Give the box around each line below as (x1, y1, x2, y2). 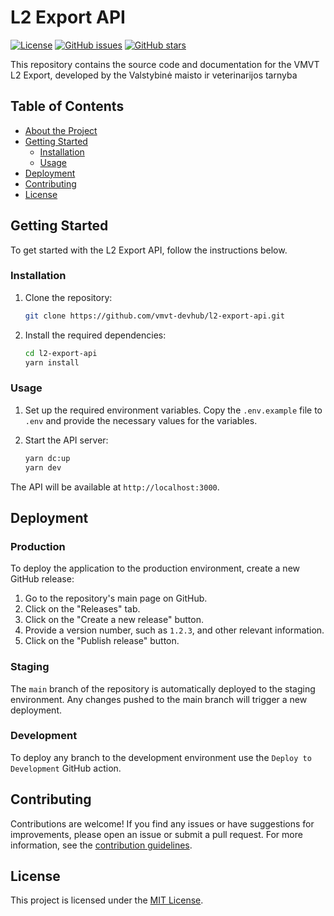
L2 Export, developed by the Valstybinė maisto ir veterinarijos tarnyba (10, 69, 298, 81)
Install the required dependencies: (24, 329, 167, 341)
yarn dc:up (24, 453, 71, 463)
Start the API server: (24, 434, 109, 446)
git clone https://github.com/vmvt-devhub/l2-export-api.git (24, 311, 286, 321)
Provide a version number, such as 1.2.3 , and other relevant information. (24, 624, 325, 636)
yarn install (24, 357, 80, 368)
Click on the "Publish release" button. (24, 635, 180, 647)
